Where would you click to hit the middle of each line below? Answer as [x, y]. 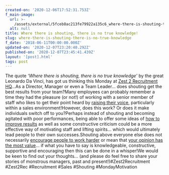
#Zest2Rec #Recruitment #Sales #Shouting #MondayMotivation [71, 167]
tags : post [17, 62]
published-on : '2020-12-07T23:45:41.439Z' [50, 52]
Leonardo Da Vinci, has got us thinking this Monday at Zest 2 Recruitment [81, 81]
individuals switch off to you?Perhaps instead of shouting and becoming [80, 113]
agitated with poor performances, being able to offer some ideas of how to [82, 119]
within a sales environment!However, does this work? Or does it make [77, 108]
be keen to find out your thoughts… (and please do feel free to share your [81, 156]
